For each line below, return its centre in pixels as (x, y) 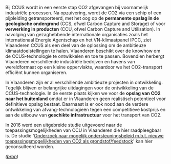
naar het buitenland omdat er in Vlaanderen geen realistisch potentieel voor (86, 99)
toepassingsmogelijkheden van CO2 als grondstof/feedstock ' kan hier (79, 141)
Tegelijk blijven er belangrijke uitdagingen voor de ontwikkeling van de (79, 88)
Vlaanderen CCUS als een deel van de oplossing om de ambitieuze (76, 45)
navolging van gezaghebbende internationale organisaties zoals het (77, 34)
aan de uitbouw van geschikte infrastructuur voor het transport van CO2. (83, 115)
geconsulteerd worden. (30, 147)
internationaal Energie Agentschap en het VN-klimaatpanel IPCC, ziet (78, 40)
